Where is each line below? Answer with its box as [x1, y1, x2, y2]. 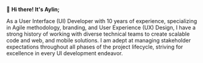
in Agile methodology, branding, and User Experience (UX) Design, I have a [6, 24, 196, 31]
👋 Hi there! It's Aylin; [6, 6, 60, 13]
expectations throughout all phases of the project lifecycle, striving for [6, 43, 183, 50]
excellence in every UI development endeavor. [6, 50, 124, 57]
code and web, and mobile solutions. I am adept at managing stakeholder [6, 37, 191, 44]
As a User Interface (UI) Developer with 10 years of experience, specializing [6, 18, 197, 24]
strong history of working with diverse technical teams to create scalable [6, 30, 190, 38]
